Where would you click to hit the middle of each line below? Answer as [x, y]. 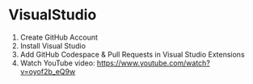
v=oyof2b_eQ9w [48, 71]
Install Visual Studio [53, 45]
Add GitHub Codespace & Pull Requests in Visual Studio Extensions [132, 54]
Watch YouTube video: [57, 63]
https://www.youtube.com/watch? [153, 63]
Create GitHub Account [59, 37]
